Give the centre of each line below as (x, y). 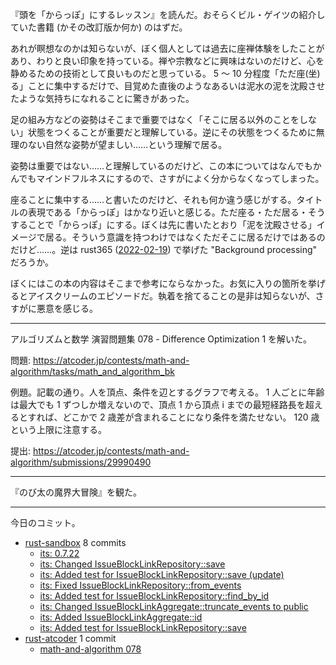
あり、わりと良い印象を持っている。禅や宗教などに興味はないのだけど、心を (167, 61)
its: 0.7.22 (59, 553)
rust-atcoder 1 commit (70, 638)
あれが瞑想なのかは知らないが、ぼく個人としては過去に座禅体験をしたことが (167, 48)
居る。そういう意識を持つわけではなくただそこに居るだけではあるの (185, 237)
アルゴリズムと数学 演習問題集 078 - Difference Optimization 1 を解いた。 (161, 339)
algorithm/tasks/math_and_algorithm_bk (92, 371)
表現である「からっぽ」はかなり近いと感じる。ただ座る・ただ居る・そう (176, 212)
